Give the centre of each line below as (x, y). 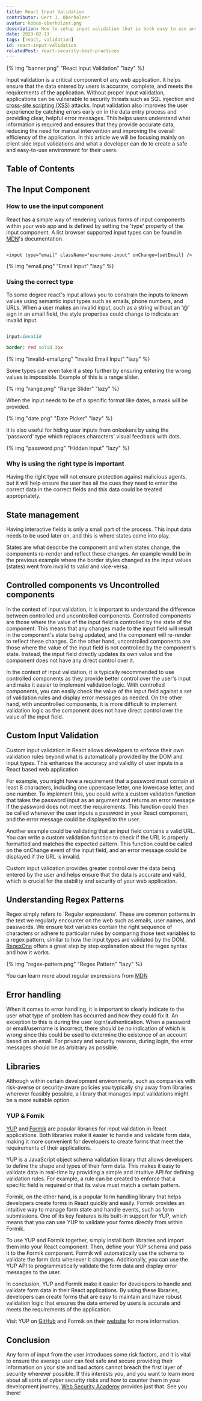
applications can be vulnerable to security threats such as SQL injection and (100, 99)
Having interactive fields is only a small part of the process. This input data (99, 529)
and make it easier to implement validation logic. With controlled (86, 685)
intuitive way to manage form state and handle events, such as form (90, 1210)
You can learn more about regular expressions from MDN (77, 976)
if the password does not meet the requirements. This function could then (98, 806)
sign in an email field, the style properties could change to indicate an (92, 314)
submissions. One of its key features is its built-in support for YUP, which (97, 1216)
